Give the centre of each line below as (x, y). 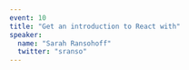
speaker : (26, 35)
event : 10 (28, 18)
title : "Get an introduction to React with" (95, 26)
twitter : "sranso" (53, 52)
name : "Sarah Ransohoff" (65, 43)
